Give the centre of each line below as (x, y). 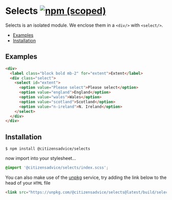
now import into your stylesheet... (41, 158)
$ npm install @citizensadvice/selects (48, 149)
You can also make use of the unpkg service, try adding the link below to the (86, 177)
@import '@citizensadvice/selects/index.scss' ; (57, 168)
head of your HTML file (28, 183)
